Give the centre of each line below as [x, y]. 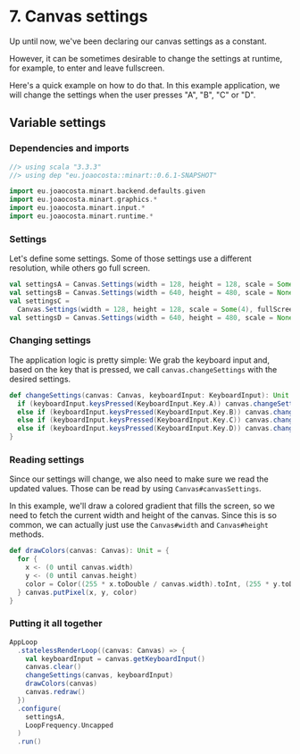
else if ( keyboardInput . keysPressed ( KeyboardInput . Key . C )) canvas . [146, 420]
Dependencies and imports [69, 148]
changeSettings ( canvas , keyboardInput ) [100, 675]
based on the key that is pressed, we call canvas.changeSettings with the [143, 369]
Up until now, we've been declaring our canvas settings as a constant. [138, 41]
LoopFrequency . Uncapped [70, 725]
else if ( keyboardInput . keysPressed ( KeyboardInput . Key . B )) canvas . [146, 412]
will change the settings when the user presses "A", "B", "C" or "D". [133, 95]
